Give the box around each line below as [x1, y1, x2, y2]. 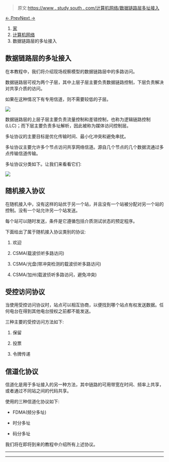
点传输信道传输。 [5, 150, 41, 156]
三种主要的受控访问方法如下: [5, 319, 64, 325]
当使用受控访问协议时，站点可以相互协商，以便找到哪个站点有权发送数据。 [5, 302, 159, 308]
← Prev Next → [5, 15, 36, 21]
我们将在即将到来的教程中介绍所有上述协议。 [5, 441, 98, 447]
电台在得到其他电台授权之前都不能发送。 [9, 308, 94, 314]
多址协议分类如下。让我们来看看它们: [5, 161, 82, 167]
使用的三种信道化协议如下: [5, 399, 60, 405]
